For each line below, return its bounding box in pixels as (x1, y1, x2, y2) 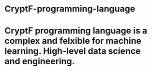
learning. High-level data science (4, 46, 141, 57)
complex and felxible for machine (4, 35, 141, 47)
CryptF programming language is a (4, 25, 148, 36)
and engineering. (4, 56, 75, 67)
